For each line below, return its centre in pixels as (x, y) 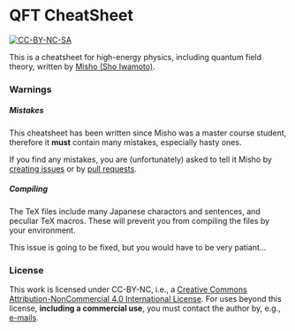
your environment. (42, 230)
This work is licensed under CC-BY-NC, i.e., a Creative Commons (128, 289)
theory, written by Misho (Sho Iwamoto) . (83, 66)
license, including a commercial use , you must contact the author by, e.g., (145, 308)
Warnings (30, 89)
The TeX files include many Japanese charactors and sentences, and (135, 211)
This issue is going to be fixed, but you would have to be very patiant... (138, 247)
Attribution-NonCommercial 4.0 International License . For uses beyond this (146, 299)
